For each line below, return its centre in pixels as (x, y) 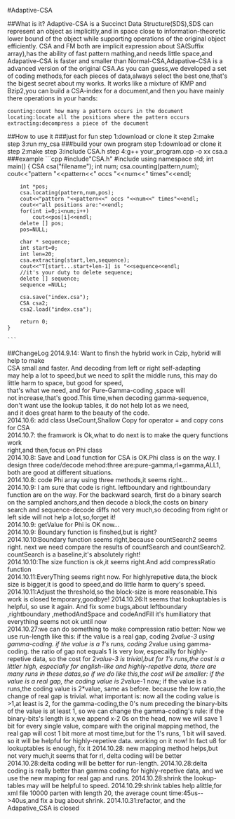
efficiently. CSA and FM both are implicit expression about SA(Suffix (106, 46)
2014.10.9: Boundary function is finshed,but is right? (82, 532)
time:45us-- (186, 793)
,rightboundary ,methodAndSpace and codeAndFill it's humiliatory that (109, 614)
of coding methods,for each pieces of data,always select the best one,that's (117, 76)
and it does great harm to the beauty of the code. (79, 413)
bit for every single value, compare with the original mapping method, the (113, 726)
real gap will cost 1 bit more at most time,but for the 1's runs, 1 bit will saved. (117, 733)
